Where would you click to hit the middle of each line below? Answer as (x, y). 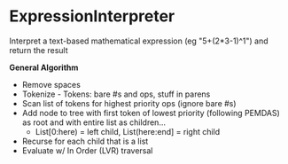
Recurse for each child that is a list (85, 141)
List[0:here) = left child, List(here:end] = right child (128, 131)
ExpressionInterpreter (92, 16)
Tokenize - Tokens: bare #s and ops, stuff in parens (116, 94)
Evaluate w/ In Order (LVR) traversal (87, 150)
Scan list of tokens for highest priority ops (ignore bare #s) (129, 103)
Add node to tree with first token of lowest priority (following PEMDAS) (151, 113)
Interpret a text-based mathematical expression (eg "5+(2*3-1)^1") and (139, 41)
